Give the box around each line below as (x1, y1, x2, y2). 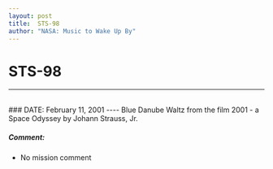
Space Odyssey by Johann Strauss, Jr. (8, 114, 138, 123)
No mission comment (19, 153, 92, 162)
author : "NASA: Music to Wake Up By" (8, 27, 136, 35)
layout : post (8, 11, 53, 20)
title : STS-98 (8, 19, 60, 28)
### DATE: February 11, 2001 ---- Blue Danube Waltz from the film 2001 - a (8, 105, 260, 115)
